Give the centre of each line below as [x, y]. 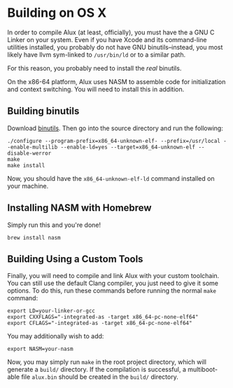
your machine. [28, 186]
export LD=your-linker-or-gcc [51, 311]
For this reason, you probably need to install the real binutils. [94, 68]
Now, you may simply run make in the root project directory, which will [107, 362]
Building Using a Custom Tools [75, 259]
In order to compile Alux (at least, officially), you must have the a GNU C [111, 32]
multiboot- [203, 370]
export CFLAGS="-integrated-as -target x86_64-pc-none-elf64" [100, 324]
